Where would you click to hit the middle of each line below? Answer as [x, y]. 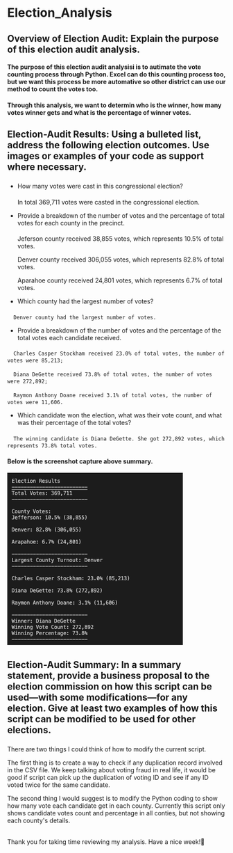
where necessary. [47, 167]
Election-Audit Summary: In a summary [94, 665]
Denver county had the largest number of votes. [85, 317]
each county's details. [39, 820]
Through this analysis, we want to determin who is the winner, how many [114, 105]
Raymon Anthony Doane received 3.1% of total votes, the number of [113, 396]
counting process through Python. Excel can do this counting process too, [116, 74]
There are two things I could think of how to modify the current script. [107, 749]
